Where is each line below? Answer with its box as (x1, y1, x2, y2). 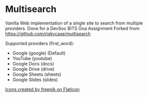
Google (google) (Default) (12, 50, 66, 56)
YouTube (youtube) (12, 55, 53, 61)
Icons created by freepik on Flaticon (5, 86, 80, 92)
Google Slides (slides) (12, 76, 58, 82)
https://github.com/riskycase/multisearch (5, 30, 91, 36)
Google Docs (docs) (12, 60, 54, 66)
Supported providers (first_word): (5, 40, 74, 46)
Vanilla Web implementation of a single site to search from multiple (5, 20, 143, 26)
